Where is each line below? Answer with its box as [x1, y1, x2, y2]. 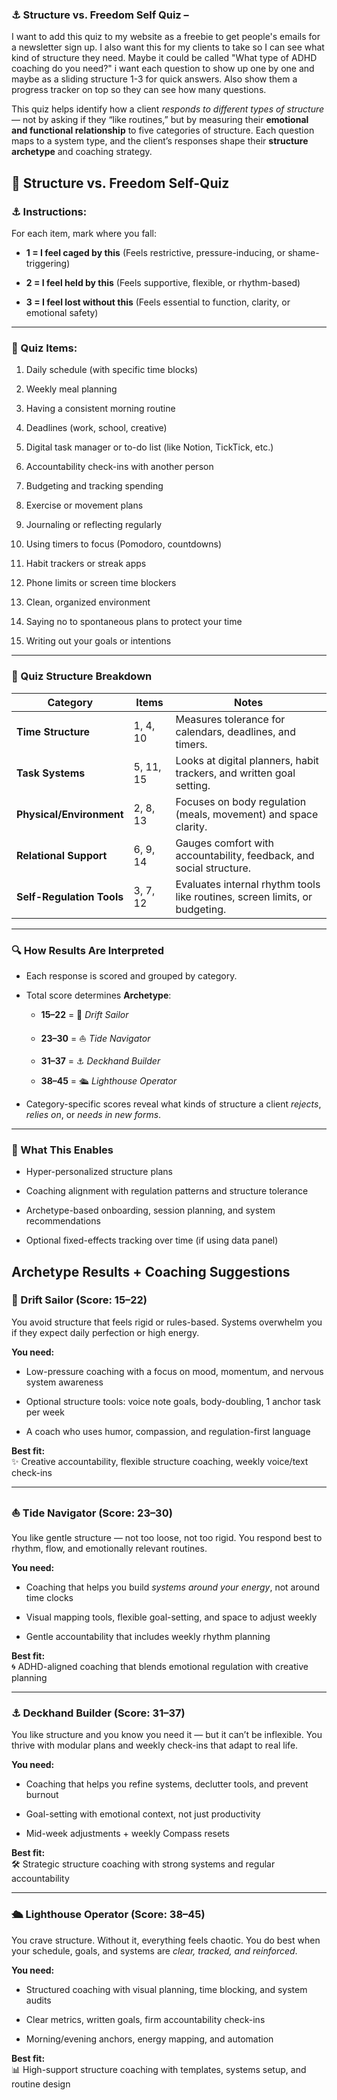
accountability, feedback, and [175, 848, 315, 862]
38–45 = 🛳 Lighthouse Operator [40, 1074, 178, 1087]
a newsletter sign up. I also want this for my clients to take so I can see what [11, 41, 325, 53]
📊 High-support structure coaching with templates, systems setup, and [11, 2063, 307, 2075]
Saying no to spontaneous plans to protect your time [25, 616, 243, 628]
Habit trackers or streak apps [25, 558, 147, 570]
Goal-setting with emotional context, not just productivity [25, 1808, 261, 1820]
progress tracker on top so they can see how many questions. [11, 84, 267, 96]
